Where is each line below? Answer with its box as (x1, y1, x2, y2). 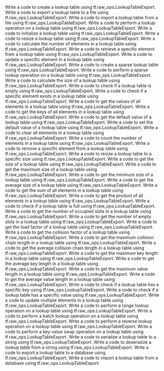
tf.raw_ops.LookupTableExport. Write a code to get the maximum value (5, 266, 148, 271)
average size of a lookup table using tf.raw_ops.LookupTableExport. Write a (5, 182, 158, 188)
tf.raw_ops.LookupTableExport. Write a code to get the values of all (5, 99, 141, 104)
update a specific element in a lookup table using (5, 57, 105, 62)
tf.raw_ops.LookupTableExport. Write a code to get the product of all (5, 193, 143, 199)
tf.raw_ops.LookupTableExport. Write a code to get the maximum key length (5, 250, 158, 256)
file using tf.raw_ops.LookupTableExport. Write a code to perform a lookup (5, 20, 156, 26)
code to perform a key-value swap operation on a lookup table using (5, 329, 144, 335)
